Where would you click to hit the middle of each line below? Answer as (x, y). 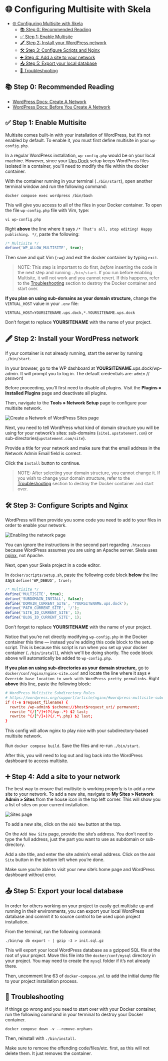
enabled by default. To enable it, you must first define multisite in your (77, 140)
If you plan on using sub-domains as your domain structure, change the (81, 298)
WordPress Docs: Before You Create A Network (61, 107)
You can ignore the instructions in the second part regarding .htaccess (78, 545)
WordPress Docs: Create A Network (49, 101)
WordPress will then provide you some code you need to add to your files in (83, 520)
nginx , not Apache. (25, 555)
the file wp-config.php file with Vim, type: (47, 210)
